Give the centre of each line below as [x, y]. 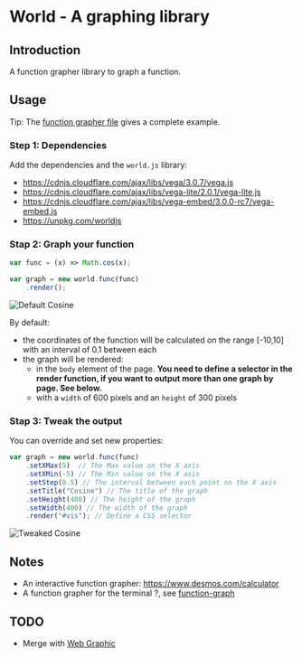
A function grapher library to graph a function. [95, 71]
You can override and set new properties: [87, 441]
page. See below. [69, 388]
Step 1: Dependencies [58, 145]
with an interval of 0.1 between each [90, 350]
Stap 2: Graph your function [72, 244]
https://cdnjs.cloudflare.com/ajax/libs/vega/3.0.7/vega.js [128, 183]
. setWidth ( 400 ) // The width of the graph [107, 508]
